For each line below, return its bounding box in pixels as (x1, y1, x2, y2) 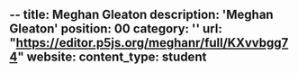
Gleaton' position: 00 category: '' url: (9, 22, 222, 37)
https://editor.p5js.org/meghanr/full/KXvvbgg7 (15, 35, 289, 50)
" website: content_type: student (17, 50, 207, 65)
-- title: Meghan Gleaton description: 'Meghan (9, 7, 274, 23)
